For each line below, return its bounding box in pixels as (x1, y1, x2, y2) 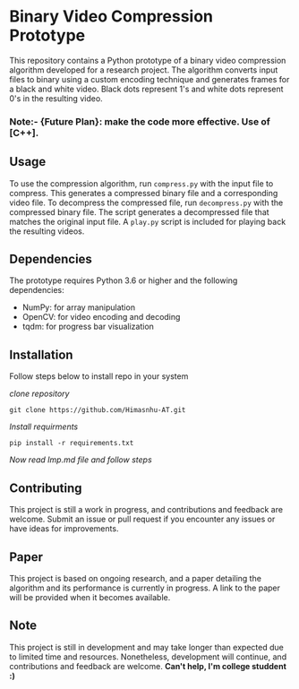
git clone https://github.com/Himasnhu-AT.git (9, 406, 186, 415)
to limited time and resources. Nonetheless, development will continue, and (9, 651, 287, 662)
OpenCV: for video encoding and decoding (21, 312, 181, 323)
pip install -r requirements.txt (9, 439, 134, 448)
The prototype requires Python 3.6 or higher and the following (9, 275, 238, 286)
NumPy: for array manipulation (21, 302, 136, 313)
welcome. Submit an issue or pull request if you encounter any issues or (9, 513, 276, 525)
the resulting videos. (9, 226, 85, 237)
